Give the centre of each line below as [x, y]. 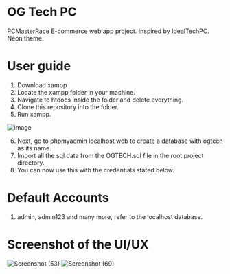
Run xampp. [34, 114]
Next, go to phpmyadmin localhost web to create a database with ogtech [120, 141]
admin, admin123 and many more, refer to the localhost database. [110, 216]
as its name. [34, 148]
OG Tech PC [42, 12]
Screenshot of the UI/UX [78, 244]
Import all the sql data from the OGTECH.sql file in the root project [110, 155]
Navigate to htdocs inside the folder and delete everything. [100, 100]
